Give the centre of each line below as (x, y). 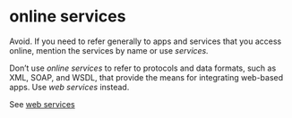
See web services (42, 104)
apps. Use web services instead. (69, 87)
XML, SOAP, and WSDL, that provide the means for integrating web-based (146, 77)
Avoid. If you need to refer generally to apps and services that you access (146, 41)
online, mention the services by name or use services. (109, 50)
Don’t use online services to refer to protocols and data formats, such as (143, 68)
